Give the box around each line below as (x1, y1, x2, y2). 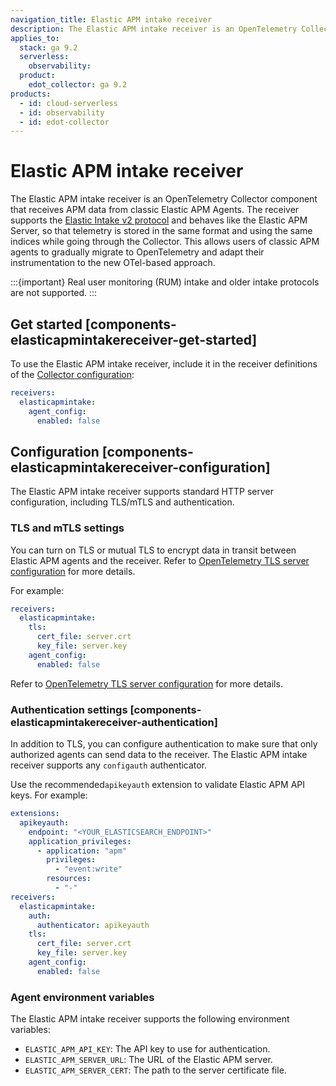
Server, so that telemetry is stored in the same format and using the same (10, 225, 313, 237)
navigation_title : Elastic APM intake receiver (10, 14, 213, 25)
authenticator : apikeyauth (36, 920, 150, 930)
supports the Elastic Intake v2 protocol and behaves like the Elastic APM (10, 214, 308, 226)
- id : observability (19, 107, 105, 118)
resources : (46, 874, 92, 884)
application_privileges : (28, 836, 132, 846)
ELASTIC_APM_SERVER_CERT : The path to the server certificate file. (24, 1064, 287, 1076)
